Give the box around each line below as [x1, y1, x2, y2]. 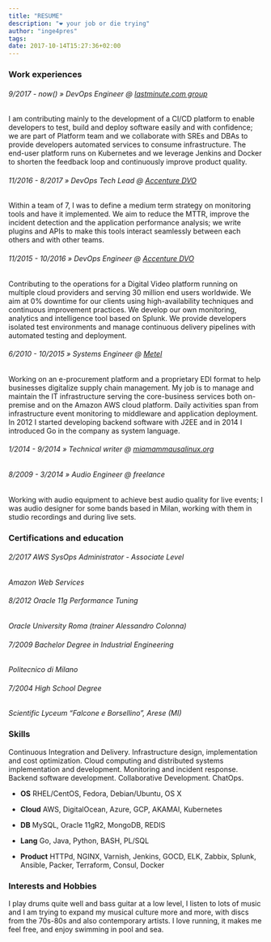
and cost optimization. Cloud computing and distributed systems [8, 756, 224, 765]
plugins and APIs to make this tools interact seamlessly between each [8, 226, 241, 236]
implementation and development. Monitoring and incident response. [8, 764, 239, 774]
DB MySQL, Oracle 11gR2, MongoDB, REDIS [19, 820, 166, 829]
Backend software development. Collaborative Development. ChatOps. [8, 773, 244, 782]
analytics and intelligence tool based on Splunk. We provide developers [8, 313, 247, 323]
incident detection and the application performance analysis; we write [8, 218, 241, 228]
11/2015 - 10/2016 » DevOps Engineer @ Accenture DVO [8, 254, 195, 263]
